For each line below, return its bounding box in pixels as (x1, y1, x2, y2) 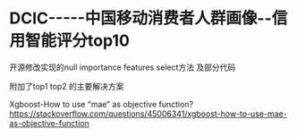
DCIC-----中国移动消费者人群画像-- (9, 8, 273, 29)
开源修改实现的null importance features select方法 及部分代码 (9, 62, 236, 73)
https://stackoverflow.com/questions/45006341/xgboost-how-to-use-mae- (9, 108, 288, 119)
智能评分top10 (25, 30, 130, 51)
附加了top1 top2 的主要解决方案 (9, 81, 124, 91)
